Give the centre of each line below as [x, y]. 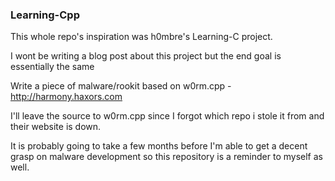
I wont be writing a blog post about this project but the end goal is [146, 56]
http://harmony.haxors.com [66, 97]
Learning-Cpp [45, 15]
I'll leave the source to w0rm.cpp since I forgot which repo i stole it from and [167, 116]
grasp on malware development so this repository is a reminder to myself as [166, 157]
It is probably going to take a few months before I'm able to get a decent [159, 146]
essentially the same [52, 67]
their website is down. [56, 127]
